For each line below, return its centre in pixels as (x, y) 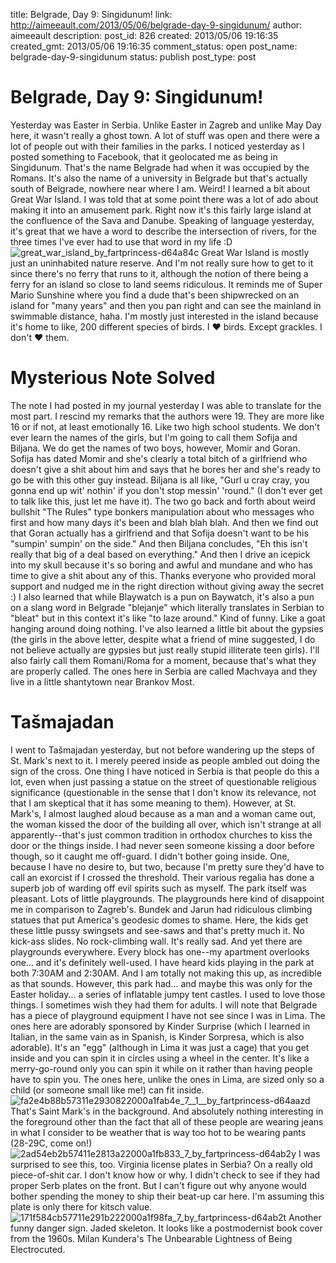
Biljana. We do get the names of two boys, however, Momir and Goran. (155, 448)
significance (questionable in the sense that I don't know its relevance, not (163, 792)
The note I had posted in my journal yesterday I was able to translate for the (166, 405)
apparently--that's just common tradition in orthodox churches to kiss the (161, 835)
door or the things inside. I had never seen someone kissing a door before (162, 845)
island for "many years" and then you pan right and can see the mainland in (166, 305)
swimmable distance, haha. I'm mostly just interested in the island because (164, 316)
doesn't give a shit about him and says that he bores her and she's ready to (165, 469)
